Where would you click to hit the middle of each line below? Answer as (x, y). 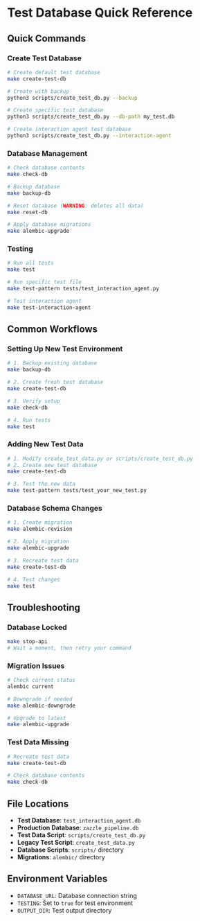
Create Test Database (44, 58)
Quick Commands (47, 38)
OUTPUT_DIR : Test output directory (64, 910)
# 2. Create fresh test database (55, 383)
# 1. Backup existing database (52, 363)
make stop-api (28, 642)
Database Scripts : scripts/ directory (71, 850)
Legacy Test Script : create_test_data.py (76, 842)
